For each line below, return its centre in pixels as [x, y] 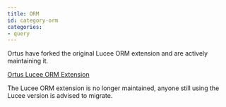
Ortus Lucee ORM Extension [48, 75]
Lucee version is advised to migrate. [60, 96]
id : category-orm [33, 20]
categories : [25, 27]
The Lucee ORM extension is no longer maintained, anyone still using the [113, 88]
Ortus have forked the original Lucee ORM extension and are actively [108, 53]
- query [19, 33]
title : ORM [23, 14]
